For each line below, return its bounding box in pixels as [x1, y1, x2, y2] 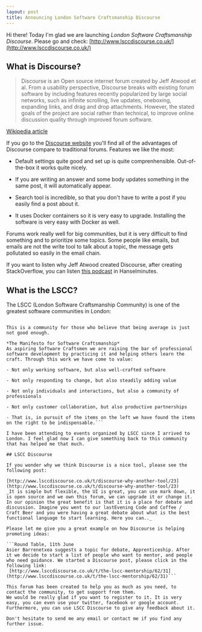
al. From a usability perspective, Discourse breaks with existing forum [21, 84, 194, 91]
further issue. [6, 621, 45, 627]
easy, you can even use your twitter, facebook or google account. [6, 600, 180, 606]
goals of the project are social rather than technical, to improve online [21, 109, 194, 117]
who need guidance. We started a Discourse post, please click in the [6, 558, 188, 564]
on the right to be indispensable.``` [6, 420, 104, 426]
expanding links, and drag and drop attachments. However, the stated [21, 103, 195, 111]
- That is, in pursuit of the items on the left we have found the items [6, 415, 196, 421]
